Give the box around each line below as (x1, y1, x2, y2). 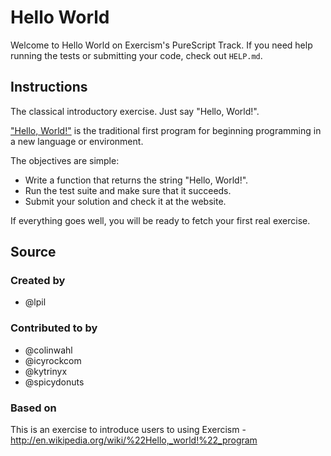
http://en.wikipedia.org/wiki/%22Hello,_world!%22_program (10, 434, 258, 446)
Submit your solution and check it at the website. (24, 195, 227, 207)
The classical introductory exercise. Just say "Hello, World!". (10, 105, 260, 117)
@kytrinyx (24, 365, 68, 377)
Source (10, 244, 57, 261)
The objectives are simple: (10, 154, 120, 166)
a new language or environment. (10, 135, 144, 147)
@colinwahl (24, 344, 73, 356)
